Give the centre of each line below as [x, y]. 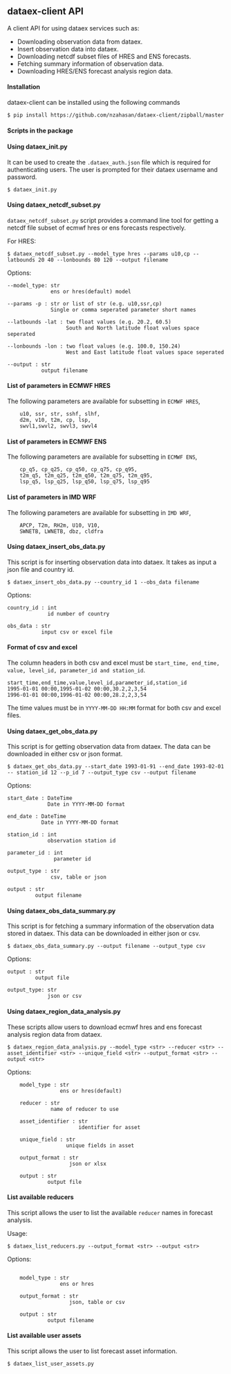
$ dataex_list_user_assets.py [51, 1364]
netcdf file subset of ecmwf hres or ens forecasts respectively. [96, 228]
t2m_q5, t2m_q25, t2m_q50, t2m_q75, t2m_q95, [86, 476]
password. [22, 177]
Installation [24, 87]
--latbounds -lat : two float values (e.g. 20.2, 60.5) [89, 322]
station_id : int [32, 835]
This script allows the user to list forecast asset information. [92, 1351]
